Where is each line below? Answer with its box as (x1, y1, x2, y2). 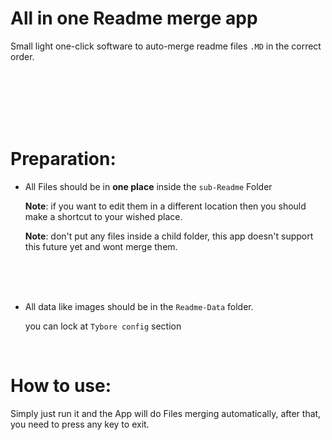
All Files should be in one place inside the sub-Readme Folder (24, 180, 273, 192)
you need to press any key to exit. (10, 418, 150, 430)
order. (10, 50, 35, 62)
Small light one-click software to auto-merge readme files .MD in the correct (10, 40, 322, 52)
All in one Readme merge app (10, 7, 258, 30)
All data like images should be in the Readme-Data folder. (24, 300, 254, 312)
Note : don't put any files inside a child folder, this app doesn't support (24, 230, 314, 242)
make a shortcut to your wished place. (24, 210, 183, 222)
